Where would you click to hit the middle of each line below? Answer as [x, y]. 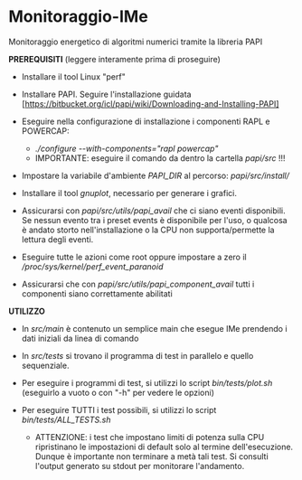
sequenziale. [45, 365]
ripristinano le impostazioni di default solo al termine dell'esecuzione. [164, 447]
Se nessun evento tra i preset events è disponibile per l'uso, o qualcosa [154, 220]
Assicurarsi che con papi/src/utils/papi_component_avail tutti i [138, 284]
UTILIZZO [27, 311]
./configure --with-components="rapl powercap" [127, 148]
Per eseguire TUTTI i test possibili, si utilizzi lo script [119, 409]
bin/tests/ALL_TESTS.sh [66, 419]
